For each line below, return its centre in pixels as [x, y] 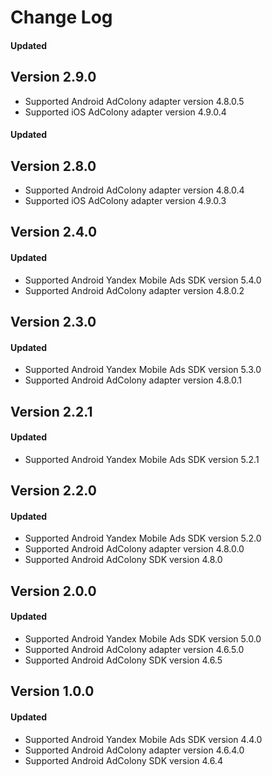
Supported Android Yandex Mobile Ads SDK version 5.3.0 [143, 370]
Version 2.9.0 [53, 77]
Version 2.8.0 [53, 166]
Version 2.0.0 [53, 591]
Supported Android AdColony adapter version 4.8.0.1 [133, 380]
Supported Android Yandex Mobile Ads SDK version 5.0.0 [143, 638]
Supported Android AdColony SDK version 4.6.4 [123, 760]
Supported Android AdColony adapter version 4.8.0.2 [134, 290]
